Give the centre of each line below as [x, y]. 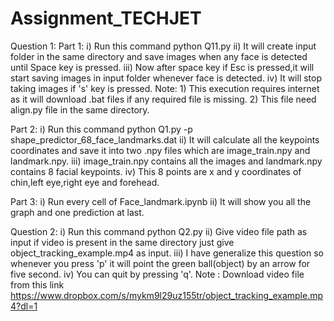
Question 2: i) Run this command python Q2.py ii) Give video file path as [159, 231]
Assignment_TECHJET [106, 18]
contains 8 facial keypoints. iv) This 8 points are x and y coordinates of [156, 171]
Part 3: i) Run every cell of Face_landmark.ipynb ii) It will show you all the [161, 201]
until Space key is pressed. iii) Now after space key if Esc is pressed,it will [162, 67]
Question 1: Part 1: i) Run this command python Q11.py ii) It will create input [163, 46]
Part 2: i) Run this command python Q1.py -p [101, 129]
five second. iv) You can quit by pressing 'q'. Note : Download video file [157, 274]
